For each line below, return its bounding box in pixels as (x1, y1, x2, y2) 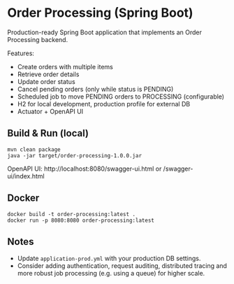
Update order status (17, 77, 75, 85)
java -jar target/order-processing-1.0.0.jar (7, 152, 142, 159)
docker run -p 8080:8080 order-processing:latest (7, 217, 155, 224)
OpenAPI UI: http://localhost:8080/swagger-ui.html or (7, 164, 162, 173)
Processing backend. (7, 35, 68, 43)
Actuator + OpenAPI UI (17, 107, 84, 115)
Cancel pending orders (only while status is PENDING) (17, 85, 174, 93)
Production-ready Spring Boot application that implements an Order (7, 28, 203, 36)
